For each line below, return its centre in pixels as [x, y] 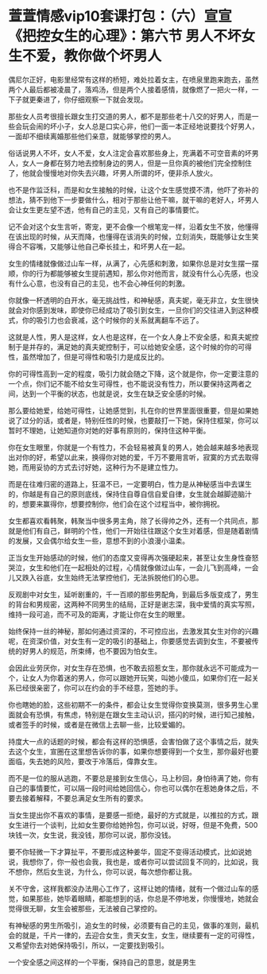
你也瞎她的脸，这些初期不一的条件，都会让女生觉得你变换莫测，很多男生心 [130, 704]
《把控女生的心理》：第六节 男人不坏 [125, 36]
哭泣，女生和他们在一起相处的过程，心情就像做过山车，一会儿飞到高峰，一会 [133, 567]
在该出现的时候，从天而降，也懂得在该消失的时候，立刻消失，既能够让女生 [130, 236]
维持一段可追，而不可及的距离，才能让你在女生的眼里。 [99, 614]
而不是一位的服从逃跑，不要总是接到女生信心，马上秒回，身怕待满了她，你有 [133, 778]
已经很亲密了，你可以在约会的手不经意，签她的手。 [99, 688]
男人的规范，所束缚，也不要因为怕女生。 [95, 651]
